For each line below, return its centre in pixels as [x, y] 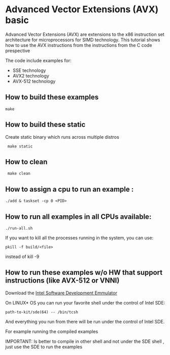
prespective [18, 50]
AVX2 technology [31, 75]
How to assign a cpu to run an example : [70, 189]
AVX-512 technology [34, 81]
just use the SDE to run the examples [44, 347]
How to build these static [45, 125]
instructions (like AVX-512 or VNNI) [62, 281]
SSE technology [29, 70]
